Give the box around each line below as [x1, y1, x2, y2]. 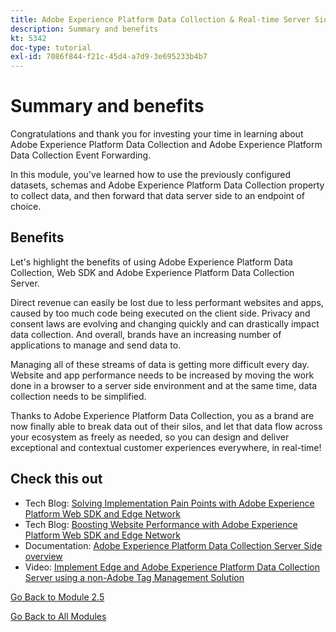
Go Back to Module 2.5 [10, 591, 105, 603]
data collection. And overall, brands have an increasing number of [10, 328, 282, 340]
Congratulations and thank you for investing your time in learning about [10, 128, 304, 140]
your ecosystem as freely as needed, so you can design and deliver [10, 431, 290, 443]
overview [24, 550, 63, 562]
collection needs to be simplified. [10, 390, 147, 402]
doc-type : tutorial [10, 42, 92, 53]
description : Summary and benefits [10, 24, 159, 34]
